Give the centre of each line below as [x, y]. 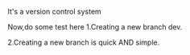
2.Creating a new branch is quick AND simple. [84, 42]
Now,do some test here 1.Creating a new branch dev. [95, 27]
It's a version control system [54, 12]
